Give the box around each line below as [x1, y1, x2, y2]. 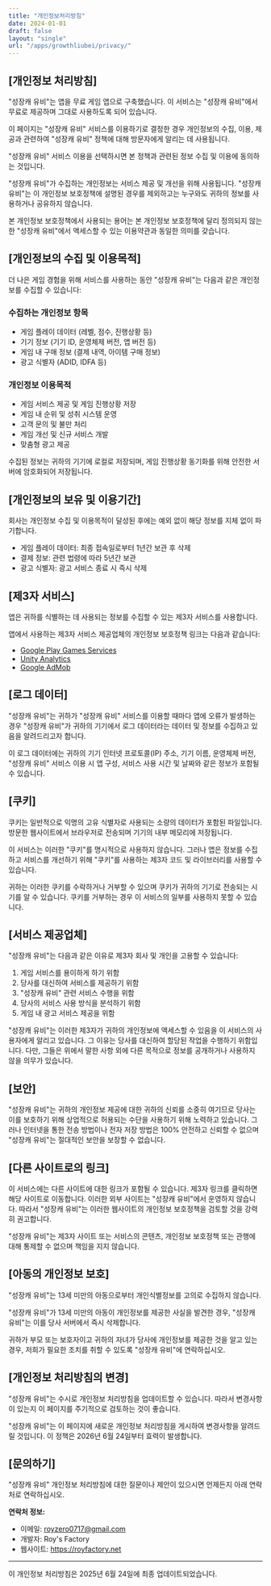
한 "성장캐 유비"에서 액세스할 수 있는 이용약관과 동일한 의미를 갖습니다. [8, 225, 230, 235]
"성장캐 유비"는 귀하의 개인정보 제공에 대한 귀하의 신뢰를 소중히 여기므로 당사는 [8, 1105, 256, 1114]
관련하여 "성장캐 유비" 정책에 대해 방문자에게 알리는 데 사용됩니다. [23, 134, 230, 144]
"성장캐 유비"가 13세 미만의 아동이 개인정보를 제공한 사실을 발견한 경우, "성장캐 [8, 1307, 256, 1317]
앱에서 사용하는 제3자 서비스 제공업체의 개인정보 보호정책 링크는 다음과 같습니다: [8, 629, 261, 639]
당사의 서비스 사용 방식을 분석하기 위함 [19, 998, 141, 1008]
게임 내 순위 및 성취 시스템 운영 [19, 409, 117, 419]
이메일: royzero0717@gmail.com [19, 1524, 127, 1534]
